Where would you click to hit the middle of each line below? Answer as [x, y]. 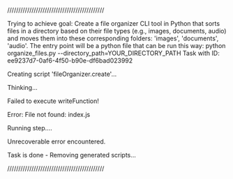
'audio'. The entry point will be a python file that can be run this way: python [116, 46]
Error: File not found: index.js [49, 115]
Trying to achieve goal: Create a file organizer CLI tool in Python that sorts [114, 23]
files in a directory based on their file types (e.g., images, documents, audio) [117, 31]
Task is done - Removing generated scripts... [72, 155]
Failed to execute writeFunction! [53, 101]
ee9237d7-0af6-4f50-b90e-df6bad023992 [70, 61]
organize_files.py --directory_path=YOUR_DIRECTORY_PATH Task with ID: [113, 53]
